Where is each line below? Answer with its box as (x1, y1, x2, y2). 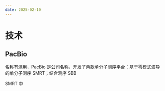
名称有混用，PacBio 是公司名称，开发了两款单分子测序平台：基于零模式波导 (5, 64, 160, 70)
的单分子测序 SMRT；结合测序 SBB (5, 70, 77, 76)
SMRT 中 (5, 80, 23, 87)
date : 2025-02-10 (5, 7, 41, 12)
